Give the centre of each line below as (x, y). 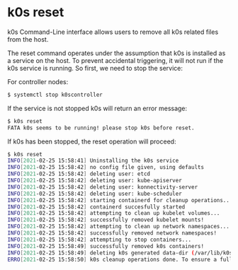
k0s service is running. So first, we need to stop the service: (95, 68)
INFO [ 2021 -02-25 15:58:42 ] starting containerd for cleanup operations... (120, 200)
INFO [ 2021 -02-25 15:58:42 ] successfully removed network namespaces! (112, 233)
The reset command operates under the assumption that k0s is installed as (117, 53)
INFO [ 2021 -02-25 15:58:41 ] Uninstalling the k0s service (93, 161)
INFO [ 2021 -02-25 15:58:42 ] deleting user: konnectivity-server (103, 187)
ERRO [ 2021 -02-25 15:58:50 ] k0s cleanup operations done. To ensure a (112, 259)
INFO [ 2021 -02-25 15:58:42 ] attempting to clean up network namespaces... (119, 227)
